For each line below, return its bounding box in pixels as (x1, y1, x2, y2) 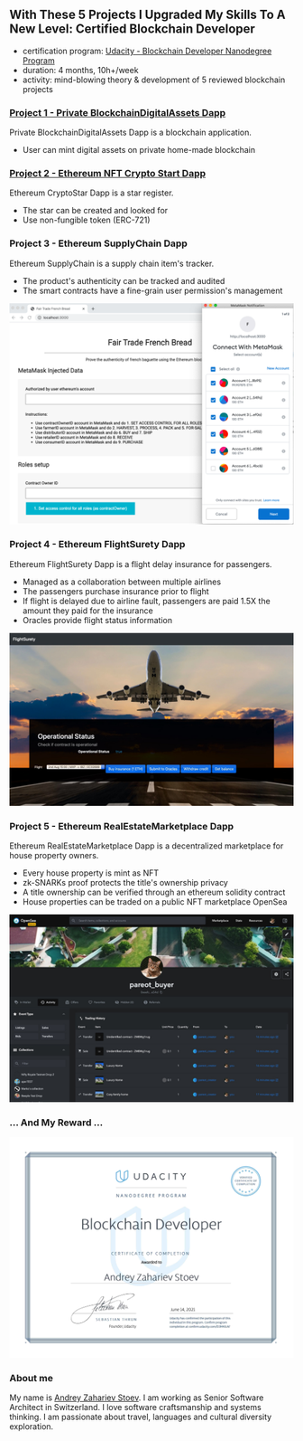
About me (9, 1371, 54, 1384)
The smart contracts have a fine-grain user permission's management (22, 285, 283, 296)
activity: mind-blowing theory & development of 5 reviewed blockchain (22, 74, 286, 85)
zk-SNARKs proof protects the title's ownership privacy (22, 877, 228, 888)
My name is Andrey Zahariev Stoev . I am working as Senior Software (9, 1392, 264, 1403)
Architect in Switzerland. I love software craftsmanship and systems (9, 1401, 262, 1412)
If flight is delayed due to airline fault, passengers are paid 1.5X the (22, 595, 271, 606)
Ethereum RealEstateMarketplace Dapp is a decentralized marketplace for (9, 840, 284, 851)
